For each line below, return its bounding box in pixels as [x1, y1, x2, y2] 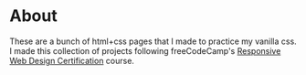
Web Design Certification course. [9, 55, 135, 66]
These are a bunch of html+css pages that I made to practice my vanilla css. [9, 36, 297, 47]
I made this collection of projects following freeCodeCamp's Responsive [9, 45, 281, 56]
